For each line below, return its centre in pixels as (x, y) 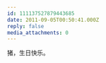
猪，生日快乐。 (28, 53)
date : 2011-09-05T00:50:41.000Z (53, 20)
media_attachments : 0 (38, 33)
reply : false (26, 26)
